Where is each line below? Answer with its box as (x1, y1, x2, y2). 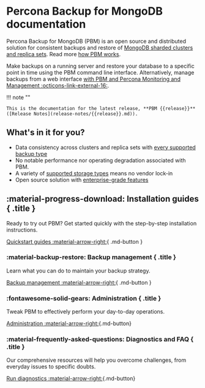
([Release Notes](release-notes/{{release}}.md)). (6, 111, 138, 117)
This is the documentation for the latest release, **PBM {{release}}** (6, 105, 196, 111)
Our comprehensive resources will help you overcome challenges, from (6, 356, 187, 364)
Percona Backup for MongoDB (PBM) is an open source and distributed (6, 37, 187, 45)
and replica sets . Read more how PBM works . (6, 50, 121, 57)
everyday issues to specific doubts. (6, 363, 96, 370)
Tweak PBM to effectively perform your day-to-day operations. (6, 308, 165, 315)
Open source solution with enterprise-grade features (15, 176, 149, 183)
